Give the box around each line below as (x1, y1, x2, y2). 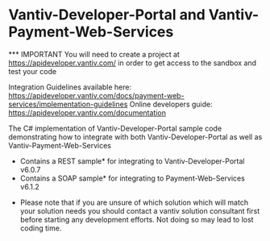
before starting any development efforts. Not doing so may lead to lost (19, 214, 254, 224)
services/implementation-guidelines (8, 99, 128, 109)
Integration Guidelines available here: (8, 82, 132, 92)
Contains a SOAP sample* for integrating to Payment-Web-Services (19, 173, 246, 183)
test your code (8, 66, 57, 76)
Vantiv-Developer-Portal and (8, 6, 206, 24)
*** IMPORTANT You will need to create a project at (8, 49, 180, 59)
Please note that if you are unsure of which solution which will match (19, 197, 248, 207)
